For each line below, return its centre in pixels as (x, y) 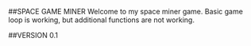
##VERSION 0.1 (33, 35)
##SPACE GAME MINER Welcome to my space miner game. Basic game (126, 11)
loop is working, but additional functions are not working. (101, 20)
